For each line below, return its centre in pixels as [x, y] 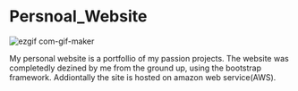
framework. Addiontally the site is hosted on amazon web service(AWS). [143, 77]
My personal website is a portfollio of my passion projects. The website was [149, 58]
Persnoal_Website [78, 17]
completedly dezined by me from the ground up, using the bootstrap [136, 68]
